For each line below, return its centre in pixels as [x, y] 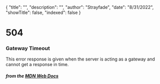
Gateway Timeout [28, 48]
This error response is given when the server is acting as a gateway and [81, 59]
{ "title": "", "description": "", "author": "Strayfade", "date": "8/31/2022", [80, 7]
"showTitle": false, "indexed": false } [43, 12]
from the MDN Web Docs [32, 76]
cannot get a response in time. [37, 64]
